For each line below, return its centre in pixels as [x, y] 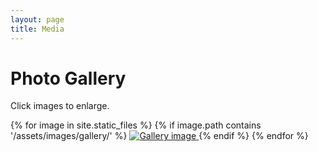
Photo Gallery [68, 78]
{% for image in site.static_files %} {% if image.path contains [136, 125]
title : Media [37, 29]
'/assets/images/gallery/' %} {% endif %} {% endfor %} [159, 136]
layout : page [37, 19]
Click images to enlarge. [60, 106]
